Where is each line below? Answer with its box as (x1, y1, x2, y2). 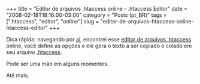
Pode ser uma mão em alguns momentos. (6, 60, 109, 67)
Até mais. (6, 72, 29, 79)
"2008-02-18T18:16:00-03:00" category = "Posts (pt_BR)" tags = (6, 11, 168, 19)
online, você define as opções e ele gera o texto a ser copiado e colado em (6, 42, 192, 49)
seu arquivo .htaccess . (6, 49, 62, 56)
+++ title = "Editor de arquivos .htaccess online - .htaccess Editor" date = (6, 5, 187, 12)
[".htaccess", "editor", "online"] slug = (6, 18, 99, 25)
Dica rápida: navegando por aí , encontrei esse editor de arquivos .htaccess (6, 36, 192, 43)
